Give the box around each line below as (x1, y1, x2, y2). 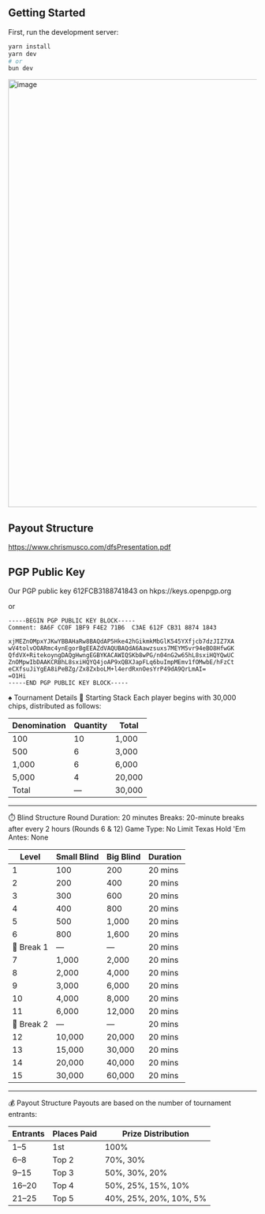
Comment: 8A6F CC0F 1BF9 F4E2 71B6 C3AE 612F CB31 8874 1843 (8, 623, 217, 631)
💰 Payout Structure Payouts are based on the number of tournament (8, 1098, 231, 1107)
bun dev (8, 65, 34, 73)
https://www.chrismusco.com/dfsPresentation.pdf (8, 543, 171, 552)
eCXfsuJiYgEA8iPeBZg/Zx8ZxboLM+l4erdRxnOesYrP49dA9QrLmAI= (8, 665, 207, 673)
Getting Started (8, 6, 86, 20)
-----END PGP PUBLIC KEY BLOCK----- (8, 678, 129, 686)
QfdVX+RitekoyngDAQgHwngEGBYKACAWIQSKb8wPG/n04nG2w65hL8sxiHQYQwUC (8, 651, 235, 659)
